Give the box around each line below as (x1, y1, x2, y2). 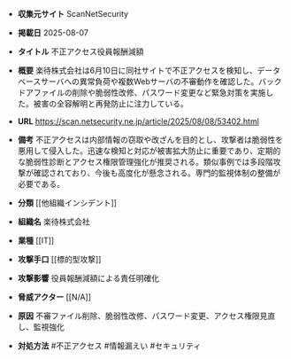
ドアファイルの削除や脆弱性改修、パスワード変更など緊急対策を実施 (17, 88, 266, 98)
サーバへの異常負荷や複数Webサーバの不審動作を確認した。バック (41, 76, 282, 87)
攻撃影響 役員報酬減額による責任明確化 (17, 273, 160, 283)
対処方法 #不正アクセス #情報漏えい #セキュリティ (17, 340, 202, 351)
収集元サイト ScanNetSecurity (17, 9, 129, 19)
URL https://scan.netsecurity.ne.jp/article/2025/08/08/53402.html (17, 116, 259, 127)
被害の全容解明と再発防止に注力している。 (33, 98, 188, 109)
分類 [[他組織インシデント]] (17, 198, 118, 207)
